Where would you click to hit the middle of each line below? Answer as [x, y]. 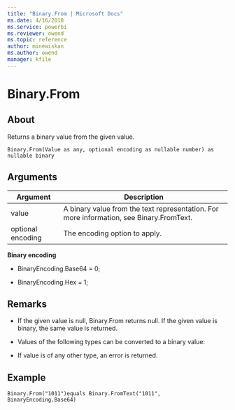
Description [144, 197]
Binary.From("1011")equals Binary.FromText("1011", [84, 394]
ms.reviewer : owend [36, 33]
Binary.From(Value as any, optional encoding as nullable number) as [111, 149]
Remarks [27, 304]
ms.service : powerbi [37, 27]
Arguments [33, 177]
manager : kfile [29, 60]
